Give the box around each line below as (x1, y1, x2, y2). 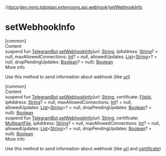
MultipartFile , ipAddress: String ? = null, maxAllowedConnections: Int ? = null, (5, 120, 160, 126)
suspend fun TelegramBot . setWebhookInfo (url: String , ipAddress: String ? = (5, 48, 159, 54)
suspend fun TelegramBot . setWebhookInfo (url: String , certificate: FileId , (5, 94, 152, 100)
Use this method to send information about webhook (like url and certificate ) (5, 146, 161, 152)
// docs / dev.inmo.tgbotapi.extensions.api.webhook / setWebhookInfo (5, 4, 143, 10)
